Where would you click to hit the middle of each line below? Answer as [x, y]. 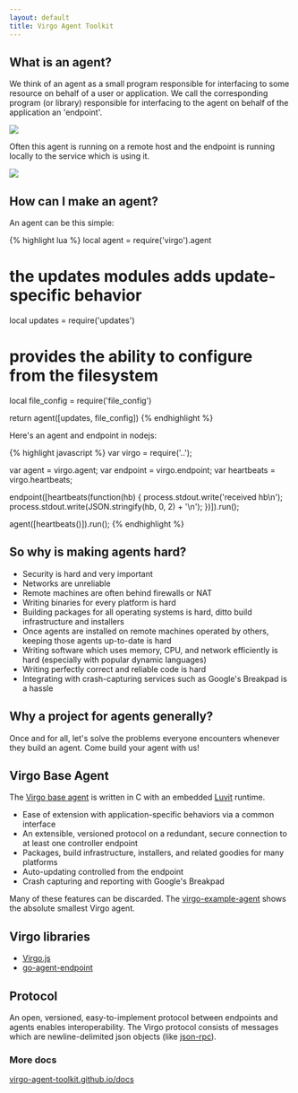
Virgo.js [36, 958]
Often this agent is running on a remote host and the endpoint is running [142, 147]
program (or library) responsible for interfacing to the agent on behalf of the [149, 103]
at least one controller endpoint [80, 844]
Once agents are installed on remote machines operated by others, [145, 631]
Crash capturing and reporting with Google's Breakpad [123, 881]
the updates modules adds [111, 277]
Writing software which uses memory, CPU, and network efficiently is [150, 650]
